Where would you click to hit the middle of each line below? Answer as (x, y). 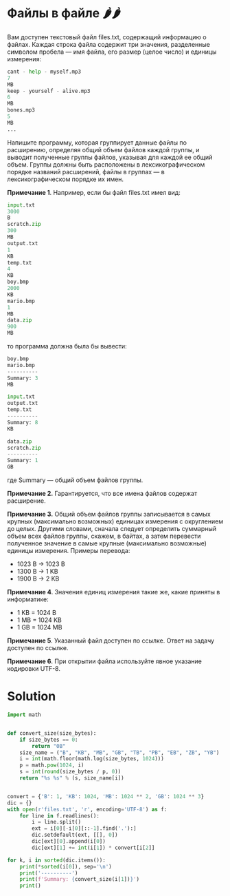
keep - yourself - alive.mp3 (49, 91)
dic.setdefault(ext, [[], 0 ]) (75, 835)
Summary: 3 (23, 378)
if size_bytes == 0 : (49, 740)
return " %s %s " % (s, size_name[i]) (72, 778)
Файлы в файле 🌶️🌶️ (64, 13)
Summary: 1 (23, 461)
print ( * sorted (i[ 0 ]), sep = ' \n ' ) (66, 866)
